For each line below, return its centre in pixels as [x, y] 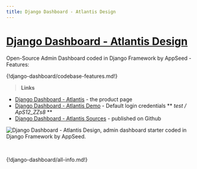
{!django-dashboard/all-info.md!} [47, 159]
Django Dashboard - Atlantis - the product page [73, 99]
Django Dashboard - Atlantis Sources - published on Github [88, 118]
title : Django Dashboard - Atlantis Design [61, 12]
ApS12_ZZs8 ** [33, 112]
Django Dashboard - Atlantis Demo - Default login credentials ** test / [101, 105]
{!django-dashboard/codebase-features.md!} [62, 76]
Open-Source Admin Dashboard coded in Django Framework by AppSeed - [99, 58]
